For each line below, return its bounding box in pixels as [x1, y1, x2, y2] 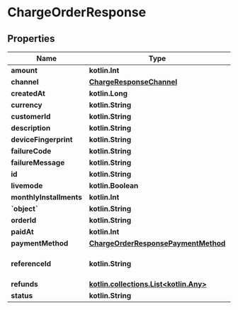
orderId [11, 216, 37, 225]
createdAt [11, 89, 46, 98]
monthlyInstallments [11, 192, 83, 202]
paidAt [11, 227, 34, 236]
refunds [11, 279, 38, 289]
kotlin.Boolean [89, 181, 139, 190]
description [11, 123, 51, 133]
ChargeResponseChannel [89, 77, 178, 87]
